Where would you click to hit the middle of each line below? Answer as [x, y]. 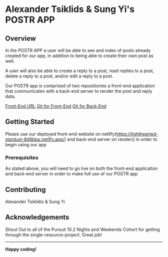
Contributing [25, 190]
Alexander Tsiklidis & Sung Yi [35, 201]
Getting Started [30, 122]
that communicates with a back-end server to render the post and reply [79, 91]
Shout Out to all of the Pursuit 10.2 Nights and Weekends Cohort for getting [82, 229]
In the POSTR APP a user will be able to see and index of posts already [78, 50]
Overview [21, 38]
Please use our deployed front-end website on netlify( [61, 134]
